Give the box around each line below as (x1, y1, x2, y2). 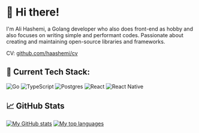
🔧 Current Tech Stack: (6, 67, 90, 77)
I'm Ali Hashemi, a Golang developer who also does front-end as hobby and (6, 25, 194, 32)
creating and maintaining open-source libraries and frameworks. (6, 38, 165, 45)
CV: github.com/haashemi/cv (6, 49, 78, 56)
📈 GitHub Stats (6, 101, 65, 111)
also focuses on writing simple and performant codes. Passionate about (6, 31, 184, 38)
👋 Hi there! (6, 5, 60, 19)
